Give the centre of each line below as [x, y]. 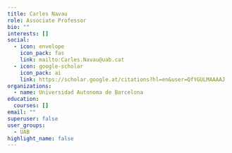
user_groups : [26, 125]
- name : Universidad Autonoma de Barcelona [78, 92]
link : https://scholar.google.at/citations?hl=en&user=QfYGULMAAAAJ [123, 79]
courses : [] [31, 106]
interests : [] [28, 33]
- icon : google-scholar [48, 66]
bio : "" [19, 27]
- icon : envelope [39, 47]
